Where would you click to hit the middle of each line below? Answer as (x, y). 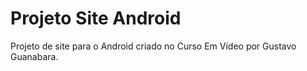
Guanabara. (34, 56)
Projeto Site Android (96, 18)
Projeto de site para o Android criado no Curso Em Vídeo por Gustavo (153, 46)
